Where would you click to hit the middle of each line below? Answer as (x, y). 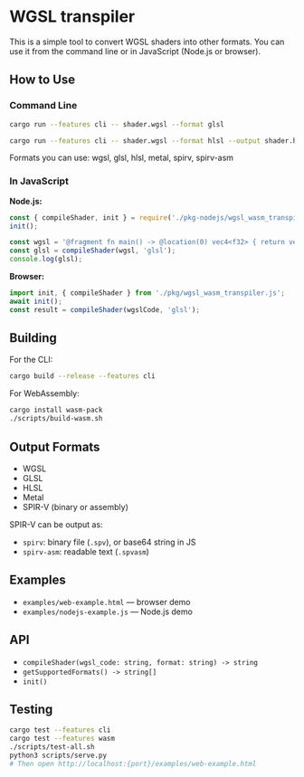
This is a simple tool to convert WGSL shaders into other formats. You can (147, 42)
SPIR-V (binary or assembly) (75, 507)
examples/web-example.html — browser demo (107, 602)
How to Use (43, 80)
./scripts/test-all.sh (52, 747)
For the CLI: (31, 360)
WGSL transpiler (72, 17)
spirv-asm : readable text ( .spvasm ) (85, 551)
